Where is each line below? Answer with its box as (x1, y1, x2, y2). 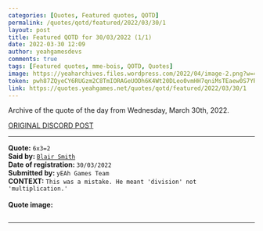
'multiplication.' (8, 185, 68, 193)
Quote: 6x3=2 (8, 143, 51, 153)
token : (8, 77, 30, 85)
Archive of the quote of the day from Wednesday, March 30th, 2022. (8, 106, 229, 115)
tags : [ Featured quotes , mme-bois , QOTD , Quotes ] (8, 63, 174, 70)
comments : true (8, 56, 58, 63)
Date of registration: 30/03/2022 (8, 160, 112, 169)
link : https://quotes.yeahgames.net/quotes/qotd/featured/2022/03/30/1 (8, 84, 247, 92)
